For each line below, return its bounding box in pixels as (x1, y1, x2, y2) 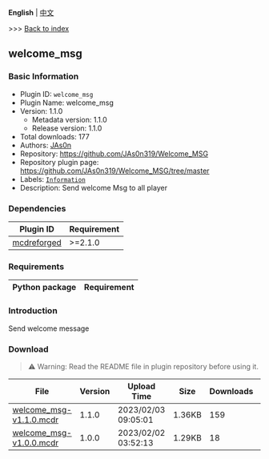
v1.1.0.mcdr (12, 414, 58, 425)
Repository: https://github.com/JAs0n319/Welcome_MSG (19, 148, 209, 159)
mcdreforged (12, 236, 62, 248)
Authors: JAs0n (19, 140, 72, 150)
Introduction (8, 305, 58, 316)
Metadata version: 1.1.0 (31, 115, 107, 124)
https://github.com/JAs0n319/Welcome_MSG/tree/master (19, 166, 210, 175)
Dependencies (8, 203, 66, 214)
